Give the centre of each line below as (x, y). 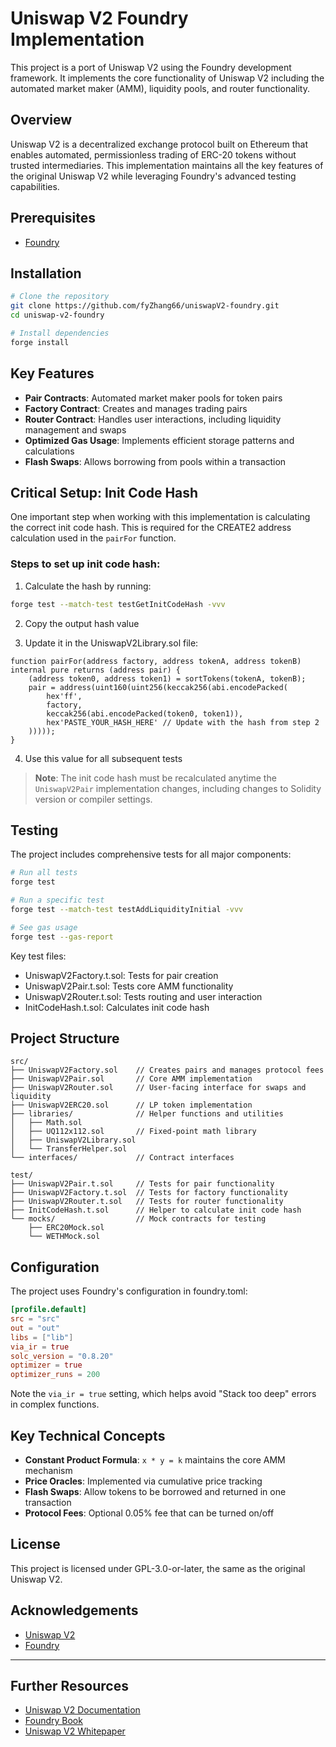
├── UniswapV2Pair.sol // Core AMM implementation (131, 1079)
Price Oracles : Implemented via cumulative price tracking (143, 1481)
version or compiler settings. (93, 799)
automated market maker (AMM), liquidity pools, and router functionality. (160, 88)
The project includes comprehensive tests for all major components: (151, 854)
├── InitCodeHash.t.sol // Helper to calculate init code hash (156, 1210)
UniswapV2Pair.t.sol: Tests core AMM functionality (129, 986)
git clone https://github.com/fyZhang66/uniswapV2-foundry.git (145, 306)
